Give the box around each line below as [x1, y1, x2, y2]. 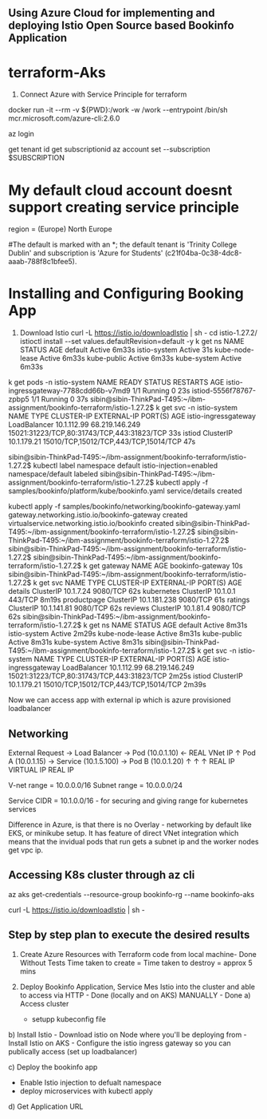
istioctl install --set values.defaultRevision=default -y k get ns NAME [19, 337, 245, 346]
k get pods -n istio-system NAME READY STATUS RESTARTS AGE [8, 378, 225, 387]
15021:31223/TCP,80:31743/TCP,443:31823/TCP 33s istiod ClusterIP [8, 429, 234, 438]
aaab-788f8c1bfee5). [8, 257, 77, 267]
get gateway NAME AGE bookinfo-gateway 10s [88, 561, 243, 571]
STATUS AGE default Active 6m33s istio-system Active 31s [19, 345, 214, 354]
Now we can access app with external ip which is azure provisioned [8, 695, 231, 705]
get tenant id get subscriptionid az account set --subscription [8, 144, 210, 154]
